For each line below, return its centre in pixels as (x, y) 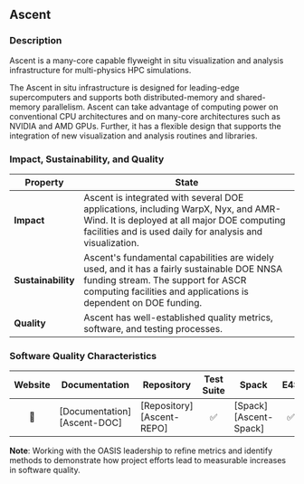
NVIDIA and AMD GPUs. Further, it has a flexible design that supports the (146, 126)
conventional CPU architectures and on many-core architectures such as (145, 116)
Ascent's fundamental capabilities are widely (179, 257)
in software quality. (45, 470)
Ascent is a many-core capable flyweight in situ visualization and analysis (147, 60)
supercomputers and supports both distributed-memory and (122, 97)
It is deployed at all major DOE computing (198, 220)
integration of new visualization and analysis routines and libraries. (133, 136)
